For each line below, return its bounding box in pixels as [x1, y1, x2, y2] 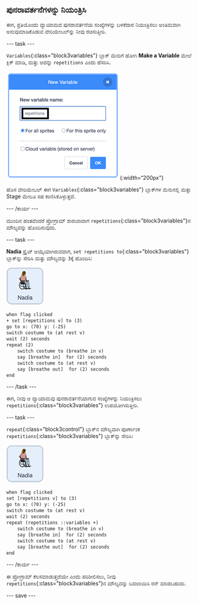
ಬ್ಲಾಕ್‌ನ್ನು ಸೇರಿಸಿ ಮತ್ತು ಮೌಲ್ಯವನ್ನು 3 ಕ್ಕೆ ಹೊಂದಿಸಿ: [6, 255, 93, 262]
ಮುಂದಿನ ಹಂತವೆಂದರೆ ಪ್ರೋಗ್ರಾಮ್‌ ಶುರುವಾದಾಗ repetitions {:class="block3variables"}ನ [6, 217, 191, 224]
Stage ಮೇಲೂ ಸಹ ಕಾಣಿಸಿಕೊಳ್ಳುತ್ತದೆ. [6, 193, 76, 200]
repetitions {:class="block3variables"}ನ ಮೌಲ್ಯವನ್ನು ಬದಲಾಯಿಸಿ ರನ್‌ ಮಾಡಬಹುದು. [6, 580, 186, 587]
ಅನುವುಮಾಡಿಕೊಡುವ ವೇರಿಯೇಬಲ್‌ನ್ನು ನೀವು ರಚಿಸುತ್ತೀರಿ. [6, 27, 107, 35]
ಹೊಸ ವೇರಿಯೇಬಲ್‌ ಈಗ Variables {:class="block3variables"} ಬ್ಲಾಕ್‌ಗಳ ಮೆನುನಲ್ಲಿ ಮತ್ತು [6, 185, 191, 193]
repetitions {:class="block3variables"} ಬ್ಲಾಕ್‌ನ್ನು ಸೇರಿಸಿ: [6, 432, 134, 439]
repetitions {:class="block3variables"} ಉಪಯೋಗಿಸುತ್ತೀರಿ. [6, 401, 139, 409]
